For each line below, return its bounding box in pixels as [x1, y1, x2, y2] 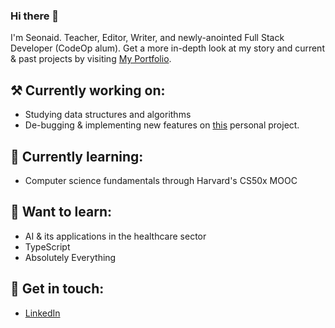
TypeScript [24, 240, 71, 253]
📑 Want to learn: [10, 204, 112, 221]
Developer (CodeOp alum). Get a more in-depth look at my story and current [10, 42, 325, 54]
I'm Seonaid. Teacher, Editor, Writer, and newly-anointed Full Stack [10, 32, 285, 44]
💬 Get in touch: [10, 280, 105, 298]
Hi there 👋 [10, 9, 60, 23]
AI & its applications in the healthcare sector [24, 230, 207, 242]
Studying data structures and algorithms [24, 109, 192, 121]
